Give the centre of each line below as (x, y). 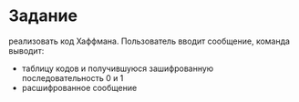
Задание (43, 16)
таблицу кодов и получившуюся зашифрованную (118, 68)
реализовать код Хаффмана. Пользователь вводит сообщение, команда (149, 41)
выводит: (26, 50)
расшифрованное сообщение (79, 87)
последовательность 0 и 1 (72, 77)
